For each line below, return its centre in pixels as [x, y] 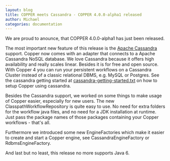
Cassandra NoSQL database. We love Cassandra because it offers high [80, 59]
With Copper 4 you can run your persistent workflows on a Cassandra [78, 70]
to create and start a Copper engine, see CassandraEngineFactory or [77, 138]
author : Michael [22, 19]
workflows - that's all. [28, 123]
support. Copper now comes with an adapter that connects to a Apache [80, 54]
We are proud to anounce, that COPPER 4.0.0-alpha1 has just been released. [85, 38]
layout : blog [19, 10]
